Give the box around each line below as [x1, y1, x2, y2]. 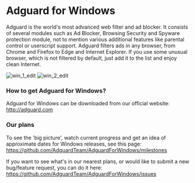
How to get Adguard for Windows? [6, 87, 107, 95]
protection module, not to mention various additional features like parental [6, 36, 184, 43]
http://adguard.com [6, 106, 53, 113]
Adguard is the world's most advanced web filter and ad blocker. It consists [6, 23, 189, 30]
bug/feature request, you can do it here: [6, 164, 102, 171]
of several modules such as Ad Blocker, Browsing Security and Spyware [6, 29, 180, 36]
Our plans [6, 121, 35, 129]
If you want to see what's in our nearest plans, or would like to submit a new [6, 158, 190, 165]
